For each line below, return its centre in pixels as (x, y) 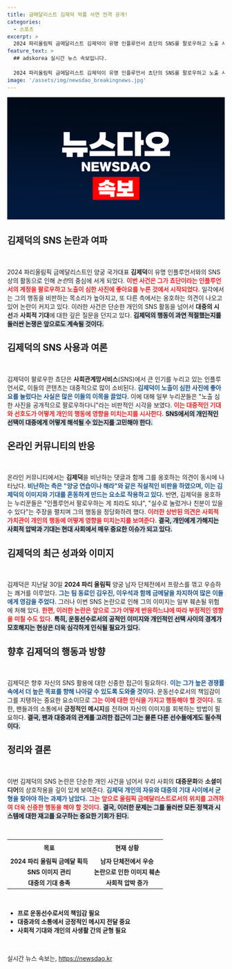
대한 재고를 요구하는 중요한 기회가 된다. (77, 816)
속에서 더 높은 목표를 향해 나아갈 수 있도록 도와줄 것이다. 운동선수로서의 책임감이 (114, 692)
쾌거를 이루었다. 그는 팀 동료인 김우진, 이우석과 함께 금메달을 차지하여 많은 (113, 593)
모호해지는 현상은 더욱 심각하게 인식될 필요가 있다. (74, 628)
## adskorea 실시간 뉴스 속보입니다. (60, 59)
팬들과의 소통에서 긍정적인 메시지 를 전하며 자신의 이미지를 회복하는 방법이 (115, 709)
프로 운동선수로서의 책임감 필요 (58, 913)
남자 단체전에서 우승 (127, 861)
